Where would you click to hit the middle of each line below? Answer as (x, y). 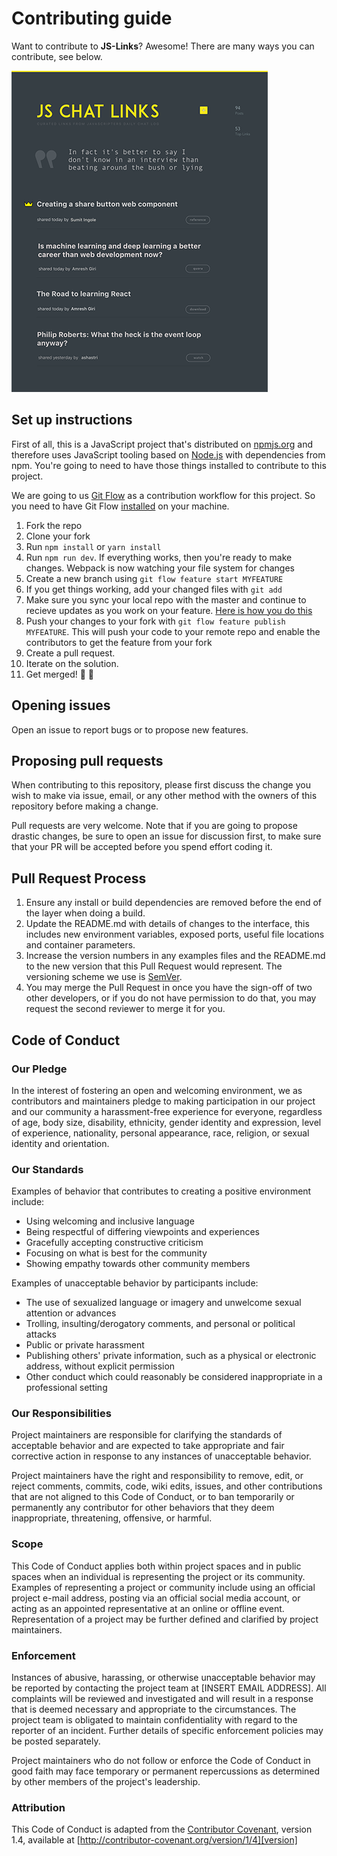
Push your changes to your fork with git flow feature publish (155, 621)
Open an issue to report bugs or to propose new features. (130, 729)
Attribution (38, 1807)
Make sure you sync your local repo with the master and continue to (166, 599)
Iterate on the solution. (72, 663)
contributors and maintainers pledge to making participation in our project (163, 1101)
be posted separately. (56, 1741)
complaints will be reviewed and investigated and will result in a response (162, 1699)
